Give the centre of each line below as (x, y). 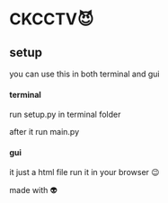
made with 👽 (34, 190)
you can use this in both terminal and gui (84, 74)
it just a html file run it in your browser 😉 (84, 172)
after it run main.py (44, 132)
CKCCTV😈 (52, 19)
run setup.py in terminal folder (65, 115)
